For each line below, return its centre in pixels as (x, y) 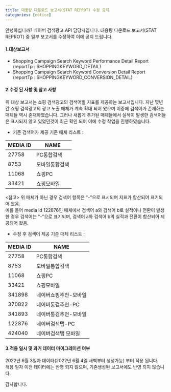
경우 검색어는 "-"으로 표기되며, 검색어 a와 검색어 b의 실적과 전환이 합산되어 (85, 217)
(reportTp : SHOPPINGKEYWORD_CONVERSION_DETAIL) (72, 77)
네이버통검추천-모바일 (61, 314)
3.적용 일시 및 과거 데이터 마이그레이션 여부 (48, 348)
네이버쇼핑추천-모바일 (61, 295)
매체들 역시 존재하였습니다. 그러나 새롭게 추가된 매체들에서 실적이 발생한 (77, 115)
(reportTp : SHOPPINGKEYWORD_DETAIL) (57, 66)
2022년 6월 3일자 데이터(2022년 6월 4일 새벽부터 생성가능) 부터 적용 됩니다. (82, 361)
